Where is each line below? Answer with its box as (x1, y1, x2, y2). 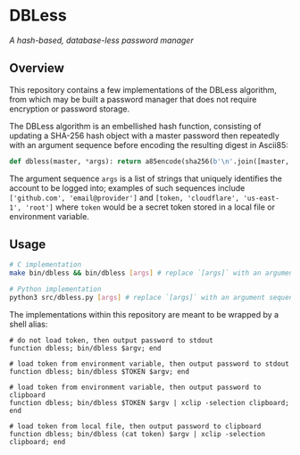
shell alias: (9, 318, 48, 329)
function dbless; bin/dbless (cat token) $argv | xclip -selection (9, 429, 266, 438)
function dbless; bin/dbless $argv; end (9, 343, 162, 352)
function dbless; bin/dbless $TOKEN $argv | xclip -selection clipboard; (9, 398, 290, 407)
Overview (9, 61, 65, 76)
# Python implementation (9, 285, 102, 294)
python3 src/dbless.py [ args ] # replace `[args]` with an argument (9, 294, 266, 302)
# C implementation (9, 261, 82, 269)
